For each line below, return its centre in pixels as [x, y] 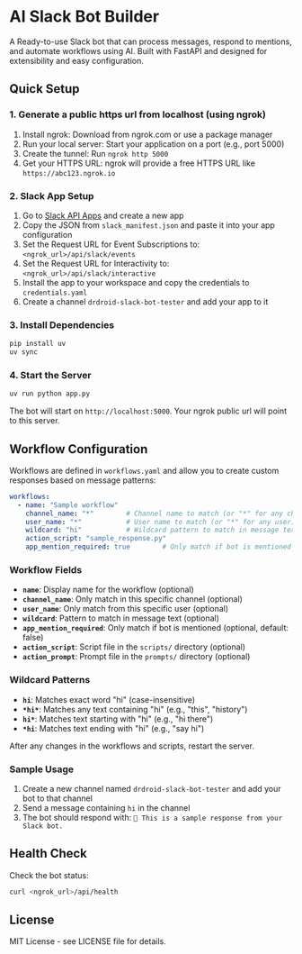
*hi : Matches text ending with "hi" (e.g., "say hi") [113, 728]
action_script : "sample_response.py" [96, 539]
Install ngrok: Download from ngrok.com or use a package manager [147, 134]
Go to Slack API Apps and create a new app [103, 215]
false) [33, 638]
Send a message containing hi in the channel [106, 807]
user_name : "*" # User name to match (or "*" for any [148, 522]
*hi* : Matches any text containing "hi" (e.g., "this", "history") [135, 709]
